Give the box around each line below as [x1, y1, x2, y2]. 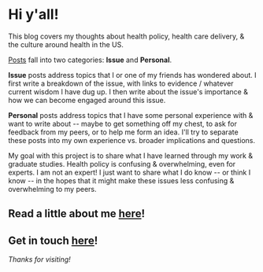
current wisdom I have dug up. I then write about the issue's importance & [8, 86, 248, 96]
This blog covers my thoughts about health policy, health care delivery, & [8, 31, 245, 41]
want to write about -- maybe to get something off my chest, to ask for [8, 119, 238, 128]
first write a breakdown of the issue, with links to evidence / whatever [8, 79, 234, 88]
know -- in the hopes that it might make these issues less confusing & [8, 175, 235, 186]
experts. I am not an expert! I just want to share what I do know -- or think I [8, 167, 251, 177]
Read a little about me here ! [8, 207, 146, 221]
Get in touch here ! [8, 233, 98, 247]
